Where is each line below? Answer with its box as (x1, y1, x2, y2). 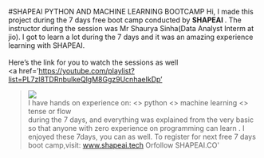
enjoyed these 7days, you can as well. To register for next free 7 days (27, 132, 257, 141)
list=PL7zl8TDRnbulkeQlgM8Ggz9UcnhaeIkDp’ (8, 75, 163, 84)
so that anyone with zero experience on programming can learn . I (27, 124, 245, 132)
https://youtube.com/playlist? (38, 66, 136, 75)
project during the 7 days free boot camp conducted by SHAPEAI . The (8, 15, 242, 25)
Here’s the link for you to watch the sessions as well (8, 57, 179, 67)
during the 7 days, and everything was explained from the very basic (27, 115, 254, 124)
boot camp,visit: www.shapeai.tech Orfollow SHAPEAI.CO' (27, 140, 220, 150)
